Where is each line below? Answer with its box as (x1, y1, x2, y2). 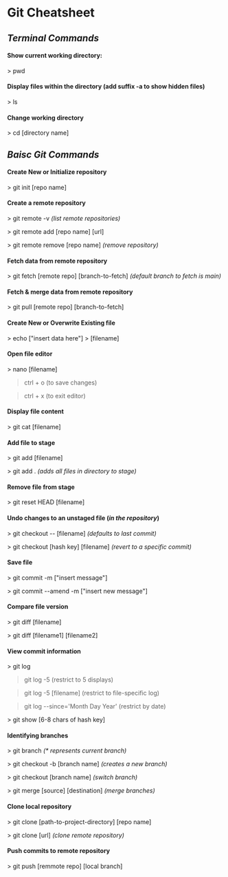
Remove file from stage (7, 483, 76, 491)
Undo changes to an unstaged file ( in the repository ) (7, 514, 160, 522)
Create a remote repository (7, 199, 86, 207)
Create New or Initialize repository (7, 168, 107, 176)
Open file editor (7, 349, 53, 358)
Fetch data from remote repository (7, 257, 108, 265)
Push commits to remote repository (7, 847, 111, 855)
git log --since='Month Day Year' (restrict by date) (23, 702, 166, 711)
